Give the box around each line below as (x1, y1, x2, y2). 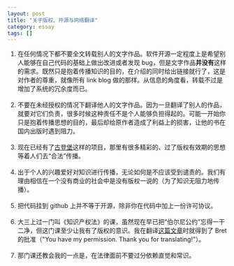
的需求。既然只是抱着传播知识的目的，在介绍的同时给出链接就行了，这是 (17, 67, 226, 75)
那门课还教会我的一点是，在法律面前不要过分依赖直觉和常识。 (17, 251, 196, 260)
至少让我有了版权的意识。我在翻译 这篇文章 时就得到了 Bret (60, 226, 227, 235)
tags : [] (7, 29, 33, 37)
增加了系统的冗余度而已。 (17, 84, 92, 93)
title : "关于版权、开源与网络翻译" (7, 17, 98, 24)
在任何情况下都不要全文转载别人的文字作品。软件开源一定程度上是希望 (17, 50, 220, 58)
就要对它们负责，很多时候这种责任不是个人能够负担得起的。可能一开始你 (17, 110, 226, 118)
